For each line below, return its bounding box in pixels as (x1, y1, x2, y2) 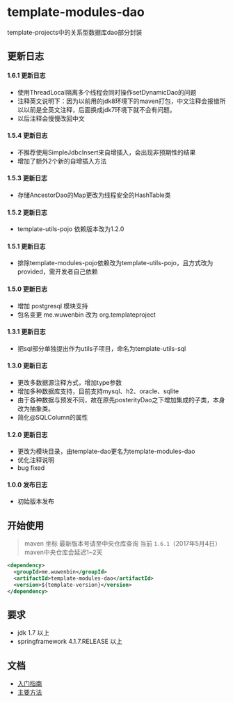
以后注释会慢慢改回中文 (17, 114, 85, 123)
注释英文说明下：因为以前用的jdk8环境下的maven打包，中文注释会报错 (17, 97, 220, 105)
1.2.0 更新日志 (7, 430, 48, 439)
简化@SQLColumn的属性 (17, 413, 88, 421)
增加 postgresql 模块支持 (17, 301, 88, 310)
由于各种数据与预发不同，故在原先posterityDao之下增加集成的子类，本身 (17, 395, 225, 404)
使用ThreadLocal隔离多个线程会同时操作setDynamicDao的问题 (17, 88, 197, 96)
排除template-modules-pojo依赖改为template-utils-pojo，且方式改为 (17, 259, 214, 267)
